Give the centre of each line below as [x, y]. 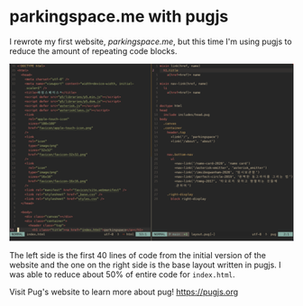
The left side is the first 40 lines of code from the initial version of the [138, 255]
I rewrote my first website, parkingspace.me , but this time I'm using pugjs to [151, 41]
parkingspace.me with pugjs [119, 17]
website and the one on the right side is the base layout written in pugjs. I [145, 265]
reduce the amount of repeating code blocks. [93, 50]
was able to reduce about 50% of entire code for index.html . [123, 274]
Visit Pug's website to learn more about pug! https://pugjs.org [124, 292]
